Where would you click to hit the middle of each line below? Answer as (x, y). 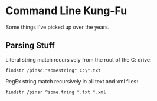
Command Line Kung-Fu (66, 11)
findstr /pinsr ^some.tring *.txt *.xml (56, 92)
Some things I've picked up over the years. (58, 27)
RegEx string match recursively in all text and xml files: (72, 81)
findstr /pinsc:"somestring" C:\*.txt (53, 70)
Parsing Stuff (30, 46)
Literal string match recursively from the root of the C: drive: (78, 59)
